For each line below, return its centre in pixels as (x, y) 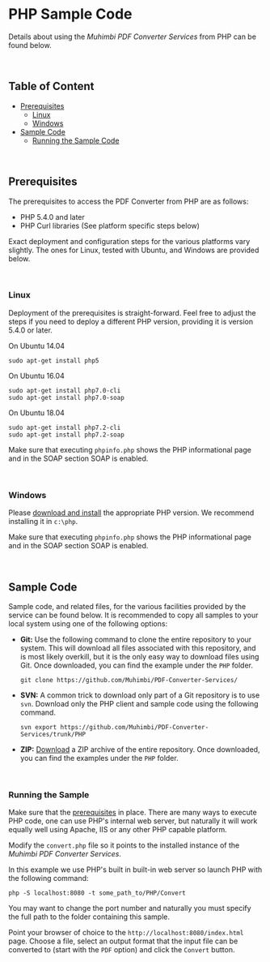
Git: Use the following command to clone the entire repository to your (136, 639)
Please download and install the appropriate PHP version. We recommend (131, 513)
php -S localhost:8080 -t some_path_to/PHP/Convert (97, 893)
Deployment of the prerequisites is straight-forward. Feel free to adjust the (132, 312)
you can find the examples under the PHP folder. (99, 758)
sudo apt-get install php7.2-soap (67, 435)
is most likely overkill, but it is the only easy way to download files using (139, 656)
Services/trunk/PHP (53, 734)
